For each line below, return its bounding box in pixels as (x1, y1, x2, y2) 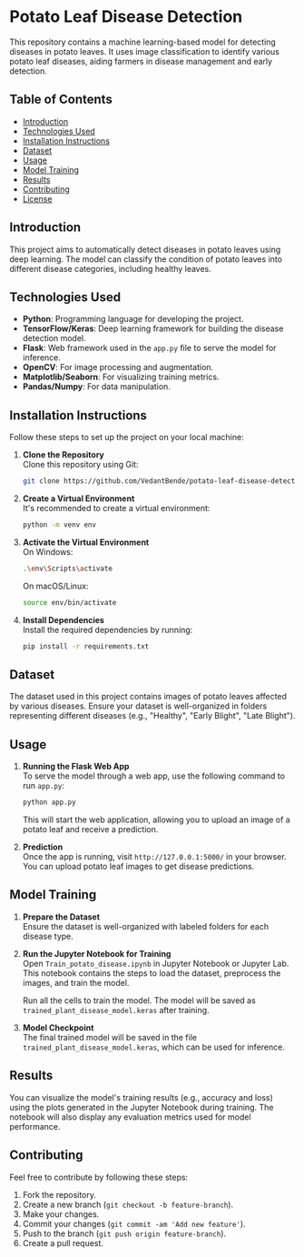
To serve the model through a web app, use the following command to (22, 770, 286, 781)
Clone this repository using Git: (22, 459, 139, 470)
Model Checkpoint (22, 1021, 94, 1033)
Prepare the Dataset (22, 911, 101, 922)
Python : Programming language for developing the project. (22, 314, 244, 325)
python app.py (22, 798, 76, 807)
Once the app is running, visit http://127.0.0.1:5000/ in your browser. (22, 851, 288, 862)
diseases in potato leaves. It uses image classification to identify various (9, 45, 279, 56)
